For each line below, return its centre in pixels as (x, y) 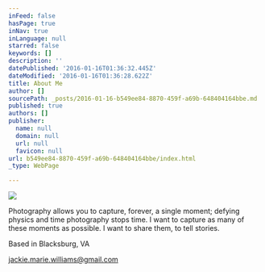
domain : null (37, 136)
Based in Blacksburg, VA (49, 244)
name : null (34, 128)
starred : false (34, 46)
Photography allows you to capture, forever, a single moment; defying (124, 211)
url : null (32, 143)
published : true (35, 106)
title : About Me (35, 83)
